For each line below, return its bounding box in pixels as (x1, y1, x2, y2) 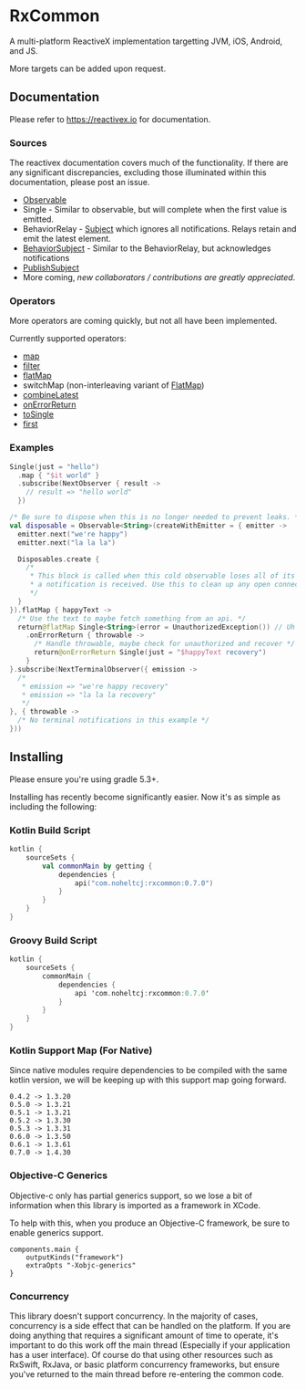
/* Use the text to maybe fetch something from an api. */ (17, 613, 247, 623)
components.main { (9, 1245, 79, 1254)
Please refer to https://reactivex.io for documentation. (9, 113, 211, 124)
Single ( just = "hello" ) (9, 462, 100, 471)
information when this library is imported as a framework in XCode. (9, 1199, 261, 1210)
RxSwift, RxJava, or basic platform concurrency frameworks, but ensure (9, 1359, 280, 1370)
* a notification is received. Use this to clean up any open (29, 580, 271, 590)
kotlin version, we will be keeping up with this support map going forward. (9, 1074, 287, 1086)
